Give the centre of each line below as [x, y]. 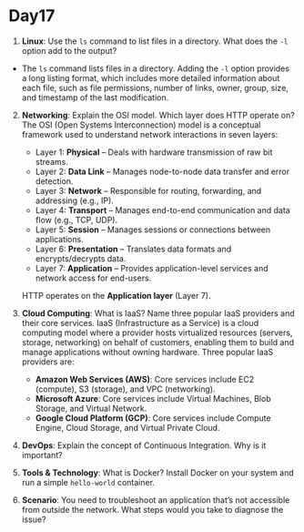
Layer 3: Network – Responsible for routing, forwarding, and [148, 190]
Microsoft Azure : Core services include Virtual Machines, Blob [153, 398]
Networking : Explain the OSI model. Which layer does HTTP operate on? [158, 115]
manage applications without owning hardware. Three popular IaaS [147, 352]
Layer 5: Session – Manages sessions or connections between [153, 230]
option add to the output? [69, 50]
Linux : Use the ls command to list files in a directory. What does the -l [155, 41]
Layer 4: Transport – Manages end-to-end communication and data [162, 210]
